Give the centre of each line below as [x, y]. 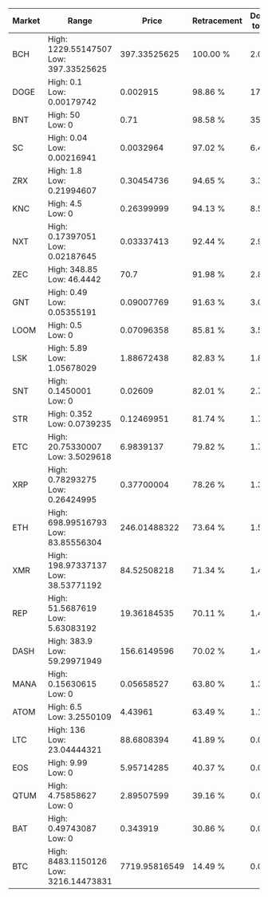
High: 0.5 [65, 325]
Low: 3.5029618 [79, 456]
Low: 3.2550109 [79, 717]
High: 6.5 [65, 707]
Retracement [217, 21]
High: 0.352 [70, 414]
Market [26, 21]
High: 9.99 [67, 763]
